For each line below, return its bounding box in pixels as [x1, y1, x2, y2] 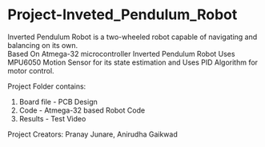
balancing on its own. [7, 40, 78, 50]
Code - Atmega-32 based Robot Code [18, 105, 146, 115]
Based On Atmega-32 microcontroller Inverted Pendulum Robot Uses [7, 49, 235, 58]
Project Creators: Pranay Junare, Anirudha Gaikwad [7, 129, 178, 139]
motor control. [7, 66, 54, 75]
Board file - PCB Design [18, 97, 98, 106]
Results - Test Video [18, 113, 86, 123]
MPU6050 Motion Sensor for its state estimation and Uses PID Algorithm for [7, 58, 258, 67]
